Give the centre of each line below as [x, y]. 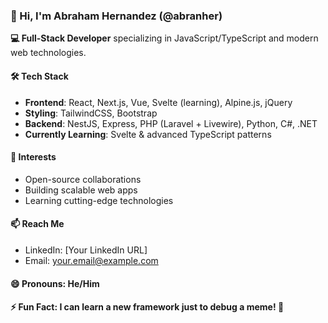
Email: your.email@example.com [91, 260]
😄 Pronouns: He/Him [55, 283]
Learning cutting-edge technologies [99, 200]
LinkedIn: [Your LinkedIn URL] [86, 250]
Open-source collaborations [83, 179]
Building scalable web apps [81, 190]
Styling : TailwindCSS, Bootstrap [91, 113]
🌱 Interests [33, 157]
